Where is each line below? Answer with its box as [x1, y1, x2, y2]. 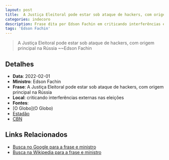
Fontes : [12, 100, 29, 106]
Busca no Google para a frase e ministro [12, 144, 97, 150]
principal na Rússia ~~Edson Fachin [17, 45, 92, 51]
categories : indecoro [5, 17, 51, 22]
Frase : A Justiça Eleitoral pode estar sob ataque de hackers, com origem [12, 84, 164, 90]
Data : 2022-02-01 [12, 73, 50, 79]
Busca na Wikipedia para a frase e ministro [12, 149, 102, 155]
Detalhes [5, 60, 34, 68]
